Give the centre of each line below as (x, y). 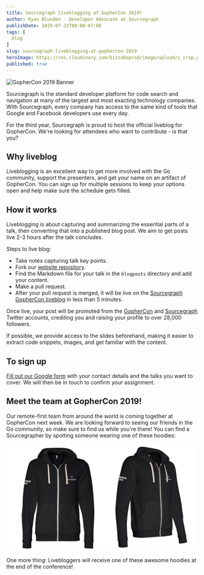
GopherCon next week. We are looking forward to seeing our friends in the (100, 422)
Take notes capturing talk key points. (61, 261)
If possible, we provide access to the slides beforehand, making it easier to (100, 336)
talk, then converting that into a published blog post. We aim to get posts (97, 231)
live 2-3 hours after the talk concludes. (55, 237)
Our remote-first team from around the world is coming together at (90, 416)
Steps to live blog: (29, 249)
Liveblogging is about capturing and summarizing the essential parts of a (98, 224)
